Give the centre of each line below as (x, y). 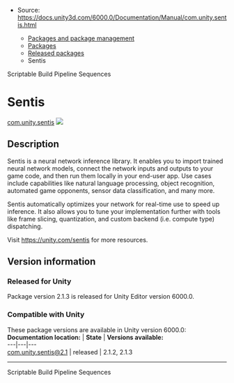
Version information (52, 261)
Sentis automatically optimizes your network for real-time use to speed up (114, 204)
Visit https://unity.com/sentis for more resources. (78, 240)
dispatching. (25, 226)
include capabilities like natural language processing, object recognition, (111, 183)
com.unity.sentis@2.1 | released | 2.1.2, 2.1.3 (70, 352)
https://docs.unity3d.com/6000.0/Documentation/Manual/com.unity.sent (122, 17)
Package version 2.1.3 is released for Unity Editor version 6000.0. (101, 297)
